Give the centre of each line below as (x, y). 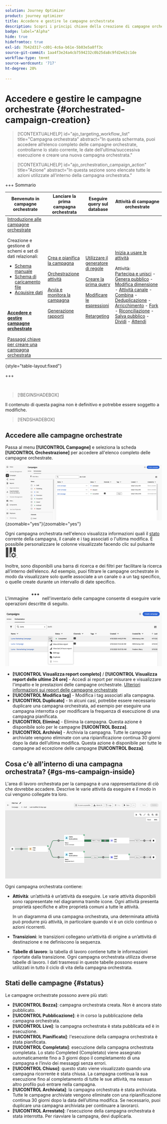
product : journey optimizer (34, 16)
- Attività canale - (134, 290)
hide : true (16, 37)
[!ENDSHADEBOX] (36, 420)
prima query (98, 285)
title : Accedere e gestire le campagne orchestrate (60, 21)
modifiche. (16, 410)
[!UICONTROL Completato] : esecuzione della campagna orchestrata (83, 1047)
